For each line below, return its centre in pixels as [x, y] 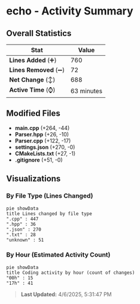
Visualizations [34, 179]
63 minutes [86, 91]
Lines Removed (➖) [37, 70]
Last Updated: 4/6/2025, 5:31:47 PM [66, 294]
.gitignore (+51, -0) [39, 160]
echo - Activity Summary [70, 11]
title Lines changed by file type [49, 214]
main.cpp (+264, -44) [42, 128]
